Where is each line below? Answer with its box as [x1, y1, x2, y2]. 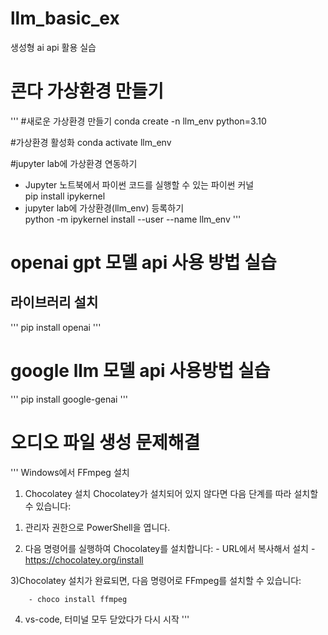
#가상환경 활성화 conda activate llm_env [10, 136, 172, 148]
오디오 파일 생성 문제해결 [10, 432, 201, 454]
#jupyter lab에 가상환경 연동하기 [10, 157, 138, 169]
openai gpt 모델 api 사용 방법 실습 [10, 252, 277, 274]
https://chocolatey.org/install [24, 553, 144, 566]
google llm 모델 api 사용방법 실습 [10, 360, 271, 382]
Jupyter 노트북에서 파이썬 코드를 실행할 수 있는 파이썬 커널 [24, 178, 255, 191]
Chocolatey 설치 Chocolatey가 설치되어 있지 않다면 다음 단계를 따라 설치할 [24, 487, 319, 499]
